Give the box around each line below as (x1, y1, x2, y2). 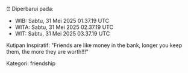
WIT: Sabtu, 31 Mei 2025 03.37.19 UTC (14, 30, 110, 37)
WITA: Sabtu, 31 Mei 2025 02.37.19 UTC (14, 24, 113, 31)
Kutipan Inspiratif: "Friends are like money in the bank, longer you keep (6, 42, 183, 49)
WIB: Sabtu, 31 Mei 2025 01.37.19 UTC (14, 17, 110, 24)
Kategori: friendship (6, 60, 56, 67)
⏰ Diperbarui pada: (6, 5, 54, 12)
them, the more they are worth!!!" (6, 48, 89, 55)
